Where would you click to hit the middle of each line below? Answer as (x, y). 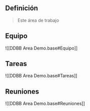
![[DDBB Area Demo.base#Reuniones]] (45, 103)
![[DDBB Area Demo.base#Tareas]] (41, 76)
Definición (22, 8)
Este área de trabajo (38, 20)
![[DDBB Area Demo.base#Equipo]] (41, 48)
